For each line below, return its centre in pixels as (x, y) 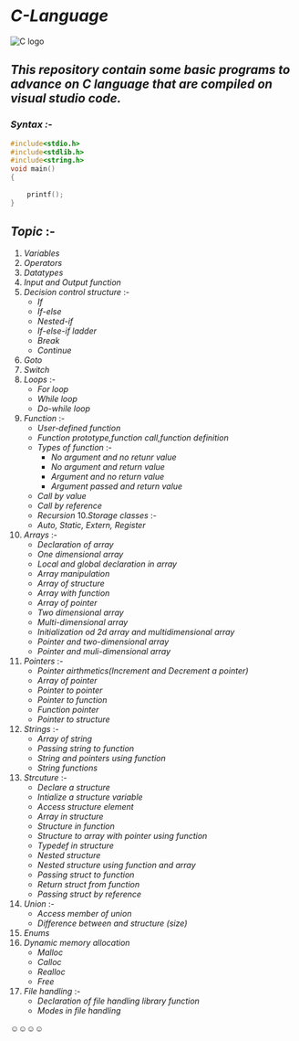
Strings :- (41, 729)
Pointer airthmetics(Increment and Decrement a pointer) (143, 671)
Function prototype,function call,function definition (133, 438)
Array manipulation (73, 574)
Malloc (50, 952)
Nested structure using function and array (117, 866)
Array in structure (70, 817)
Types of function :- (75, 448)
